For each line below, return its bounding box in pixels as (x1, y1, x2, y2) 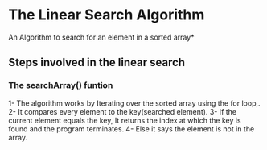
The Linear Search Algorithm (8, 6, 205, 24)
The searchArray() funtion (8, 80, 113, 91)
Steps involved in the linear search (8, 56, 186, 69)
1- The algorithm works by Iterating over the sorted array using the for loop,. (8, 98, 261, 108)
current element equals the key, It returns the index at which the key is (8, 115, 241, 125)
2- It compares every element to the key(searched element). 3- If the (8, 106, 237, 116)
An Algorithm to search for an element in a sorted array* (8, 32, 195, 42)
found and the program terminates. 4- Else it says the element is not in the (8, 123, 255, 134)
